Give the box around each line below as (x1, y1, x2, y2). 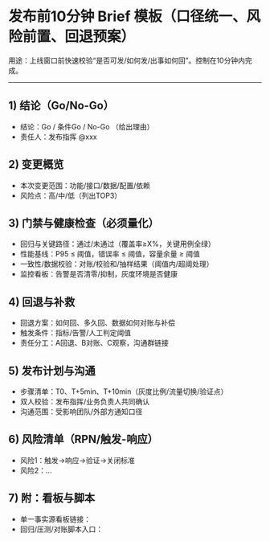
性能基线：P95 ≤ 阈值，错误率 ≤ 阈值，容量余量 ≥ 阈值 (19, 249, 201, 259)
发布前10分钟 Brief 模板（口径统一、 (8, 7, 247, 26)
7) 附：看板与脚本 (8, 491, 96, 505)
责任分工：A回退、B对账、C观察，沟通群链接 (19, 338, 169, 348)
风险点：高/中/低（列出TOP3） (19, 191, 122, 200)
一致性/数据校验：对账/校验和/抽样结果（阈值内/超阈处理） (19, 259, 214, 269)
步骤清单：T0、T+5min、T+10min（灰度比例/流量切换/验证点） (19, 387, 228, 396)
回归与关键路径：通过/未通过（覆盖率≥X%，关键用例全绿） (19, 239, 215, 249)
